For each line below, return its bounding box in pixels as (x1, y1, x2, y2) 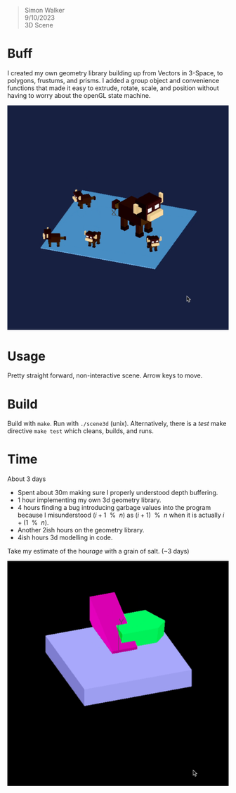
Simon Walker (24, 6, 65, 14)
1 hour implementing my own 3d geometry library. (17, 496, 162, 504)
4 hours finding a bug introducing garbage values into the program (17, 504, 211, 512)
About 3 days (7, 475, 46, 483)
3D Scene (24, 21, 54, 29)
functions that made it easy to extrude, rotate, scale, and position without (7, 84, 219, 92)
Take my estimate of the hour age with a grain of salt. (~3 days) (7, 547, 190, 556)
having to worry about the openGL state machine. (7, 91, 151, 99)
